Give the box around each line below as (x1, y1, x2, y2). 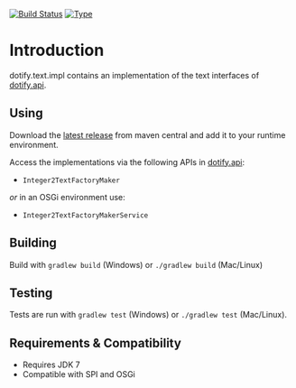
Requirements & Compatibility (9, 335, 182, 351)
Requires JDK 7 (22, 359, 80, 370)
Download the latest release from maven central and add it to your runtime (9, 129, 286, 140)
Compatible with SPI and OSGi (22, 369, 135, 380)
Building (9, 236, 57, 251)
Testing (9, 285, 53, 300)
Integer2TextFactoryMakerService (22, 210, 149, 220)
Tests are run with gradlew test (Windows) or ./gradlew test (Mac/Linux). (9, 309, 287, 320)
